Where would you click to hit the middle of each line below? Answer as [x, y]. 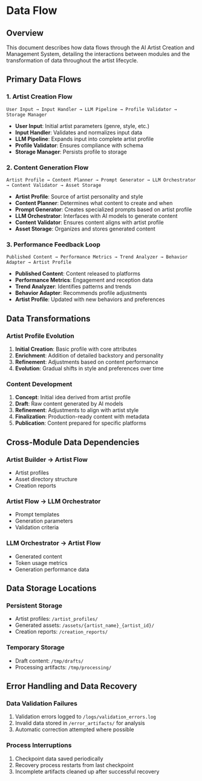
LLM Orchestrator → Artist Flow [54, 543]
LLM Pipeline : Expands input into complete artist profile [84, 139]
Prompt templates [37, 515]
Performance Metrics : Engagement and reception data [84, 280]
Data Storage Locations [51, 588]
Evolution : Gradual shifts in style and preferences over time [89, 368]
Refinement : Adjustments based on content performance [86, 362]
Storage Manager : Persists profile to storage [71, 152]
